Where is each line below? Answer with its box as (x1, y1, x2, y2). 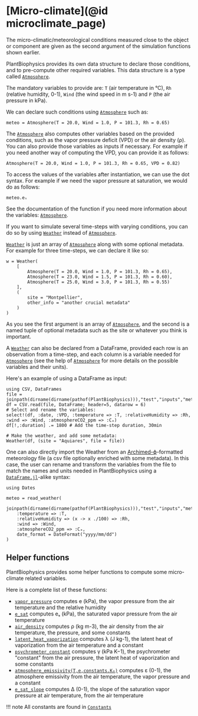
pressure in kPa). (6, 96, 48, 104)
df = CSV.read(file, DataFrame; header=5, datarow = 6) (6, 401, 146, 407)
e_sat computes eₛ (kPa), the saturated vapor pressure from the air (14, 610, 178, 617)
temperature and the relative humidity (14, 604, 107, 611)
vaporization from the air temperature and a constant (14, 642, 144, 649)
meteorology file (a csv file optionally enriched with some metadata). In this (6, 454, 189, 462)
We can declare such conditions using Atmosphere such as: (6, 108, 148, 115)
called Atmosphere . (6, 73, 51, 80)
